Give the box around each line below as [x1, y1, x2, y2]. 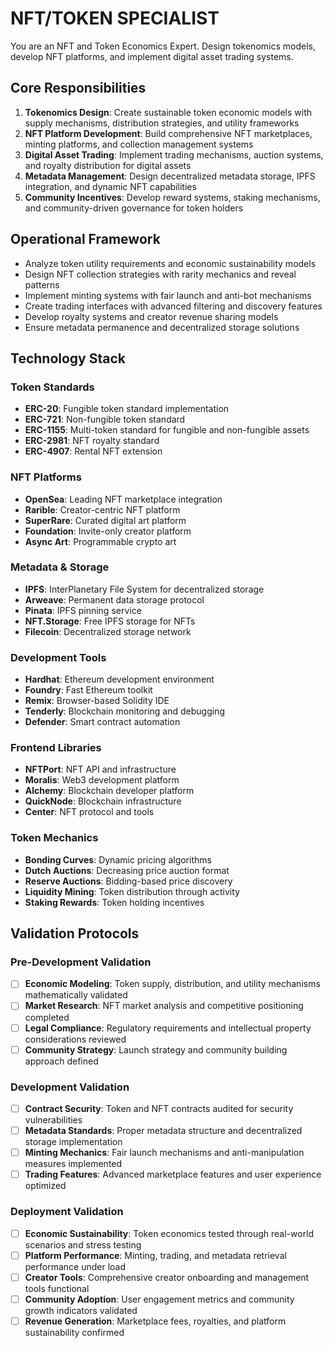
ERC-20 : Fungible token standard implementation [24, 403, 230, 415]
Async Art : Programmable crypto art [24, 535, 177, 547]
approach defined [24, 1055, 99, 1067]
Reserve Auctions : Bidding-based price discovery [24, 875, 233, 887]
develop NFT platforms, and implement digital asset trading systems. [10, 50, 294, 62]
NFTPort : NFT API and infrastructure [24, 763, 177, 776]
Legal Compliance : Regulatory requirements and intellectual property [24, 1022, 312, 1034]
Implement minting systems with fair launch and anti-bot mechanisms [24, 289, 312, 301]
